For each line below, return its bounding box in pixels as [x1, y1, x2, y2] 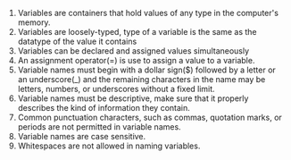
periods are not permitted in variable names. [17, 122, 181, 132]
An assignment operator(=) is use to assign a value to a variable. [17, 55, 255, 65]
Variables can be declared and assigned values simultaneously [17, 46, 250, 56]
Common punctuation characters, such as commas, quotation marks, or [17, 112, 283, 122]
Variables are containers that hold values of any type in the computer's [17, 8, 279, 18]
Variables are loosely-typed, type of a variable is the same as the [17, 27, 257, 37]
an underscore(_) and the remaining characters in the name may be [17, 74, 266, 84]
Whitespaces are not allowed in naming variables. [17, 140, 201, 151]
